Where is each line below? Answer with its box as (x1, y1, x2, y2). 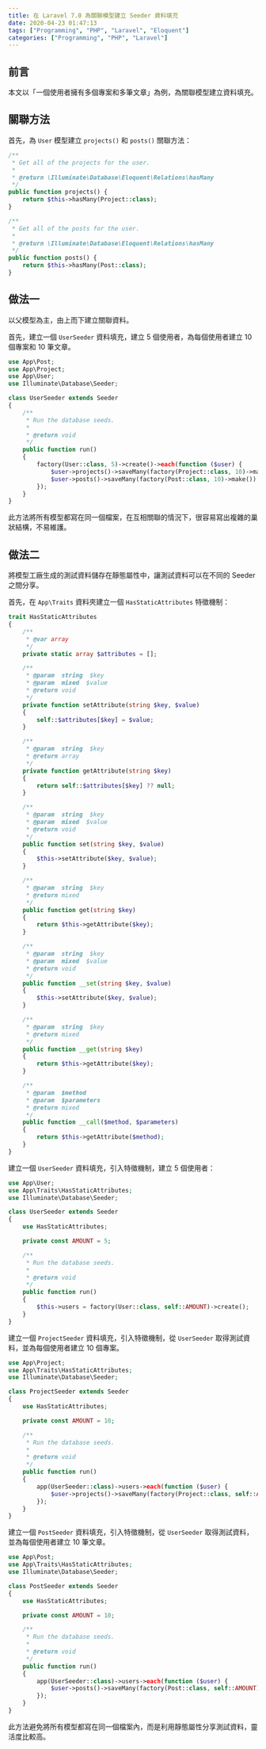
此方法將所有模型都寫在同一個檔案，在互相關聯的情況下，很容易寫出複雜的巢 (8, 513, 258, 522)
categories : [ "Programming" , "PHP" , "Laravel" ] (8, 33, 169, 42)
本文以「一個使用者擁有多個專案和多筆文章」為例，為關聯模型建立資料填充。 (8, 88, 258, 97)
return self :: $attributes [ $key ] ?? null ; (36, 781, 176, 789)
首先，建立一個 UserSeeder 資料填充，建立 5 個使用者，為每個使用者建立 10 (8, 332, 253, 342)
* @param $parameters (25, 1096, 101, 1104)
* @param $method (25, 1089, 87, 1097)
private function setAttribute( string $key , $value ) (22, 701, 200, 709)
